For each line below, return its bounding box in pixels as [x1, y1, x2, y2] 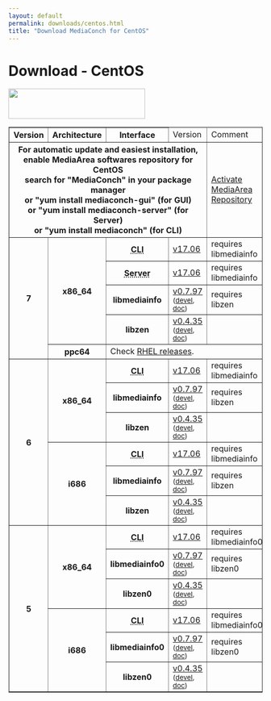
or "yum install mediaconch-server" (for [27, 205, 189, 216]
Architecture [52, 130, 102, 141]
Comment [211, 129, 248, 140]
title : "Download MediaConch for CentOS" [8, 27, 150, 35]
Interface [119, 130, 156, 141]
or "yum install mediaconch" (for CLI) [34, 225, 183, 236]
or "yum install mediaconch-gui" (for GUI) [24, 194, 192, 206]
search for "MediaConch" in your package [24, 174, 192, 186]
